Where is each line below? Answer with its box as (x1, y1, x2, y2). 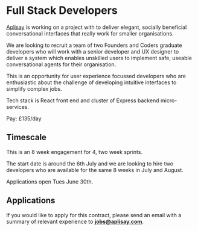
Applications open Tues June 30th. (6, 178, 94, 185)
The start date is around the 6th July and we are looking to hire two (6, 160, 174, 167)
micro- (160, 97, 177, 104)
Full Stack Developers (6, 4, 118, 17)
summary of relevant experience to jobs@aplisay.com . (6, 218, 144, 225)
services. (6, 103, 29, 110)
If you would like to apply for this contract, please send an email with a (6, 211, 182, 218)
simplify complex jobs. (6, 85, 62, 92)
